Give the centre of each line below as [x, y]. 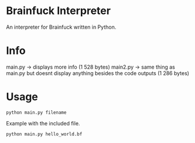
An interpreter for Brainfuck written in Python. [61, 27]
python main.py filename [36, 113]
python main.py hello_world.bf [44, 134]
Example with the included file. [43, 123]
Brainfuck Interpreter [59, 11]
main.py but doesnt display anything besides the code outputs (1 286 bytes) [97, 73]
